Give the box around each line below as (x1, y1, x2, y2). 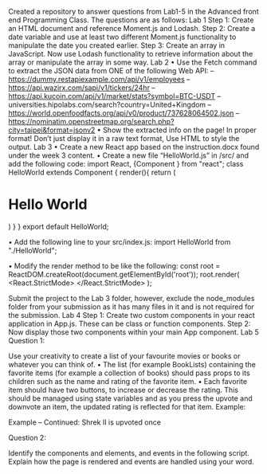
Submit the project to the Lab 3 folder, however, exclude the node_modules (8, 293, 255, 303)
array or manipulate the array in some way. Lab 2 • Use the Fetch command (8, 57, 257, 67)
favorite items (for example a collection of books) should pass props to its (8, 368, 250, 378)
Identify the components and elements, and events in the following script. (8, 448, 249, 457)
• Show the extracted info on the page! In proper (96, 125, 257, 135)
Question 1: (8, 335, 45, 345)
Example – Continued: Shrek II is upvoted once (8, 417, 162, 427)
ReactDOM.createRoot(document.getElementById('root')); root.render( (8, 269, 240, 279)
